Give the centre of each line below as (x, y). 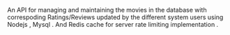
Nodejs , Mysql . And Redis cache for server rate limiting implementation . (113, 24)
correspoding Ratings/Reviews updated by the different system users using (115, 17)
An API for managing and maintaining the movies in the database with (107, 10)
